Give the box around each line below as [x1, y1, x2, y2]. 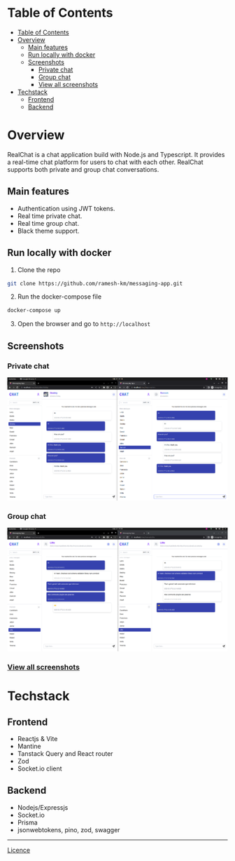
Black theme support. [17, 226, 80, 235]
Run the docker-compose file [17, 292, 102, 301]
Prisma [17, 818, 38, 827]
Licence [7, 846, 30, 854]
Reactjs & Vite [17, 734, 58, 743]
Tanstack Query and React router [17, 749, 113, 758]
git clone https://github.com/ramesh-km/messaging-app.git [7, 280, 183, 287]
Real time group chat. [17, 219, 79, 227]
